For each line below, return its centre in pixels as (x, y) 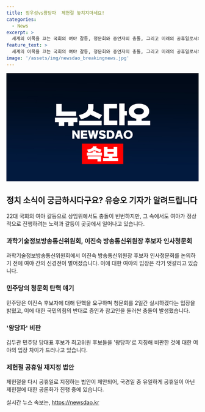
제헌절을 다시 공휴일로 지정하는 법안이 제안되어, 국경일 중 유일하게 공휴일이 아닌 (101, 382)
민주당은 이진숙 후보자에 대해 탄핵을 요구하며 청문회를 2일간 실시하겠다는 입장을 (101, 302)
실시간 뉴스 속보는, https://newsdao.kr (53, 403)
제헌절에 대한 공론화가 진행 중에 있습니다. (55, 389)
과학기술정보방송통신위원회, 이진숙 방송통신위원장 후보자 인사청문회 (99, 241)
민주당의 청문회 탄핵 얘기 (40, 288)
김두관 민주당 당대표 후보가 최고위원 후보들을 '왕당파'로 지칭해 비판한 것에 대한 (99, 342)
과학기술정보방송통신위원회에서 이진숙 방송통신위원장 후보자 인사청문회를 (93, 256)
